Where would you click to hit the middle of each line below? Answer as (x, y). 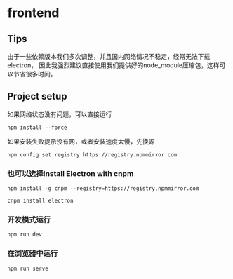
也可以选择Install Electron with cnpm (71, 173)
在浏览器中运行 (33, 254)
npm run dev (25, 235)
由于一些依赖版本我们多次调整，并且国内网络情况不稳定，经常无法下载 (109, 56)
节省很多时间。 (35, 74)
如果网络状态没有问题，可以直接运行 (60, 114)
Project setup (38, 96)
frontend (33, 13)
